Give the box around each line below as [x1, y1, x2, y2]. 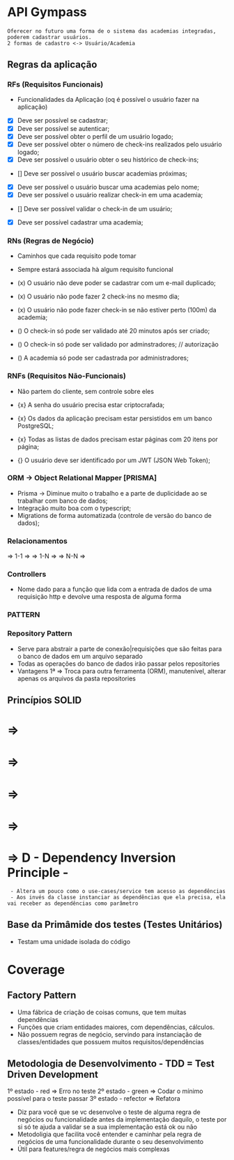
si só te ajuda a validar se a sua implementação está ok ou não [17, 1123, 197, 1131]
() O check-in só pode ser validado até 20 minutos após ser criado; [17, 327, 210, 335]
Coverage [7, 961, 65, 977]
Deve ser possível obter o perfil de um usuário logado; [17, 132, 174, 140]
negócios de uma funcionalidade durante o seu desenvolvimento [17, 1138, 204, 1146]
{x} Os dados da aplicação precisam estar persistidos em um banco [17, 414, 212, 422]
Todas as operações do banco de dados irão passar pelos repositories [17, 659, 220, 668]
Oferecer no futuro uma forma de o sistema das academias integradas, [7, 27, 217, 35]
